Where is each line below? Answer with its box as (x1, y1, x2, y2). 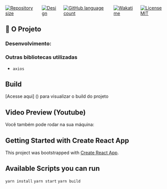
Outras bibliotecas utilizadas (5, 54, 78, 61)
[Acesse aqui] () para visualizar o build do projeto (5, 93, 109, 99)
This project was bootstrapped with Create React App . (5, 149, 119, 156)
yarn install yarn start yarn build (5, 178, 81, 184)
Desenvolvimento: (5, 40, 52, 47)
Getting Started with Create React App (5, 136, 129, 145)
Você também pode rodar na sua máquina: (5, 122, 94, 128)
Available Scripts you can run (5, 164, 100, 173)
